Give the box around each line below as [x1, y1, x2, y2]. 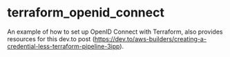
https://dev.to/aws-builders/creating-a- [94, 34, 207, 43]
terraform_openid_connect [7, 5, 164, 21]
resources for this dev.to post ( [7, 34, 95, 43]
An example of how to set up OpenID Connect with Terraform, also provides [7, 27, 223, 36]
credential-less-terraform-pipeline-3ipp [7, 42, 120, 50]
